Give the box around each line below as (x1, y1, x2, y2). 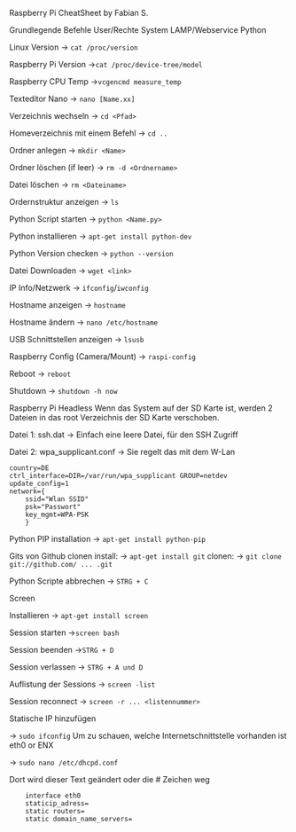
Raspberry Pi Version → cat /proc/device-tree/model (9, 59, 203, 69)
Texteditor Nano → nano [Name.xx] (9, 93, 136, 104)
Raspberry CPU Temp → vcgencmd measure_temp (9, 76, 182, 87)
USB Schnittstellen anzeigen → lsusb (9, 334, 144, 344)
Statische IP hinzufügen (9, 713, 97, 724)
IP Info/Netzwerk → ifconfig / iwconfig (9, 283, 149, 293)
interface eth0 (25, 791, 82, 800)
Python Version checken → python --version (9, 248, 175, 258)
